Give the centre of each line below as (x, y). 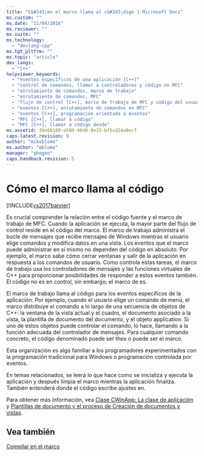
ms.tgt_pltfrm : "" (29, 52)
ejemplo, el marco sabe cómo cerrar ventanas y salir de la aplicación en (96, 256)
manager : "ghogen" (29, 153)
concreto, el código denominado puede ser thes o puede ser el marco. (95, 339)
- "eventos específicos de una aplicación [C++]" (76, 80)
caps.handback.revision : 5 (40, 158)
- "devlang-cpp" (32, 46)
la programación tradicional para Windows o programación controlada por (99, 357)
